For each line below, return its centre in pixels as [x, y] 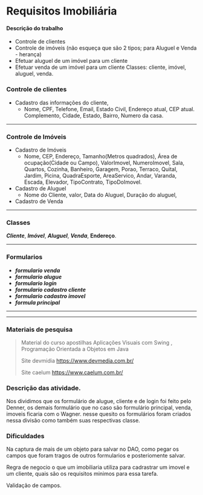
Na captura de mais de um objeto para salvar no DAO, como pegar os [93, 449]
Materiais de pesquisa [40, 329]
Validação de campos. [34, 485]
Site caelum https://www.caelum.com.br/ [72, 372]
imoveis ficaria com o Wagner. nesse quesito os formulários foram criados [99, 414]
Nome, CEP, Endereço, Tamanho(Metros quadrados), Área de [101, 156]
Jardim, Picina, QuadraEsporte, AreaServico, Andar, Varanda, [100, 175]
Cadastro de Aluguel [40, 188]
